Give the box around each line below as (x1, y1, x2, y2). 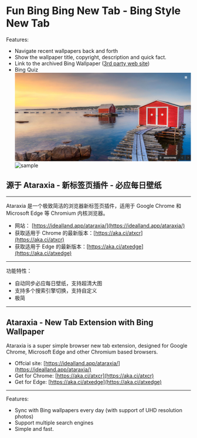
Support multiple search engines (14, 419, 94, 426)
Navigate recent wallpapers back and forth (14, 47, 118, 54)
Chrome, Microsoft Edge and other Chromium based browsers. (6, 348, 158, 356)
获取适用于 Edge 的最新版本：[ (14, 243, 89, 250)
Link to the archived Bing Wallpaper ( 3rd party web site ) (14, 60, 150, 67)
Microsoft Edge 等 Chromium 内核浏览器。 (6, 210, 108, 217)
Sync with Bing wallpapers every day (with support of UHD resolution (14, 407, 183, 414)
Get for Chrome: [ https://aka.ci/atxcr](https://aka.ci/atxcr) (14, 372, 154, 379)
